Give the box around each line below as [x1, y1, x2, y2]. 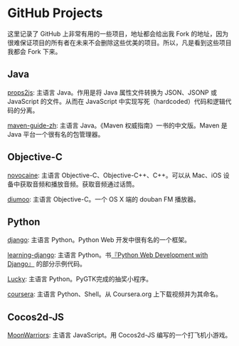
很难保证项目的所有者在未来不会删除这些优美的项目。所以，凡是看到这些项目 [7, 38, 232, 47]
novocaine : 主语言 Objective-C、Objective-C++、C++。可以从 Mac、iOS [7, 171, 222, 179]
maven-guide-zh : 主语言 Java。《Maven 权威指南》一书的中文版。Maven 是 [7, 121, 228, 130]
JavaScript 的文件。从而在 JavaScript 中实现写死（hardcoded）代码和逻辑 [7, 97, 225, 105]
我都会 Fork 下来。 [7, 47, 62, 56]
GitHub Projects [7, 5, 103, 21]
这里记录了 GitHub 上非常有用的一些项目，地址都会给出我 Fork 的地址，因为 [7, 29, 229, 38]
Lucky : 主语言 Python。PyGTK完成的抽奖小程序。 [7, 275, 153, 283]
